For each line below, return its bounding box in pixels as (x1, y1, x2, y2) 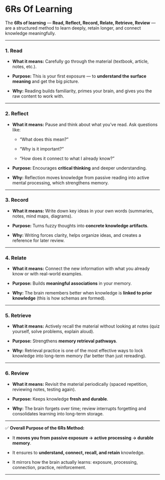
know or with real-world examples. (12, 271, 82, 277)
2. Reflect (5, 110, 28, 117)
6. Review (5, 370, 29, 377)
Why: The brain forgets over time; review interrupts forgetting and (12, 406, 146, 411)
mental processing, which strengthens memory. (12, 180, 109, 185)
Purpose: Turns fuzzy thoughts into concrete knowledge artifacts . (12, 222, 149, 228)
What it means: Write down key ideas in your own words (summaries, (12, 208, 154, 214)
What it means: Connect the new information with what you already (12, 265, 150, 272)
